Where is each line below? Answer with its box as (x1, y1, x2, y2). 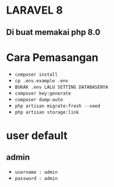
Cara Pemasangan (6, 51, 99, 64)
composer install (14, 72, 58, 78)
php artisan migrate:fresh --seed (14, 103, 100, 109)
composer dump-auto (14, 96, 64, 102)
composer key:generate (14, 90, 71, 96)
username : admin (14, 169, 58, 175)
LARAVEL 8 (6, 4, 64, 17)
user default (6, 128, 68, 142)
